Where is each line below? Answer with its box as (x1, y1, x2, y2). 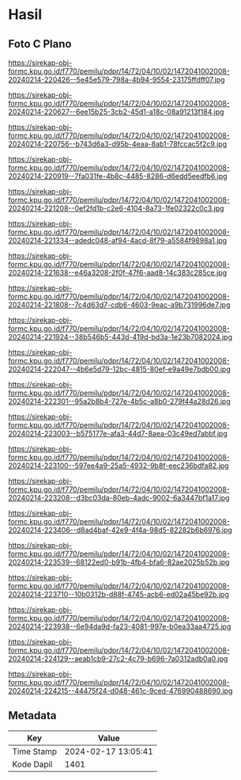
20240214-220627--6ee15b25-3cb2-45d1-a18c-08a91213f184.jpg (8, 107, 224, 116)
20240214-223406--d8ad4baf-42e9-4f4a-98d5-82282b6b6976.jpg (8, 525, 233, 535)
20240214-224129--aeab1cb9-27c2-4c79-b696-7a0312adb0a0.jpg (8, 654, 228, 663)
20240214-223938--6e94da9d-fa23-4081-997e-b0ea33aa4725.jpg (8, 622, 232, 631)
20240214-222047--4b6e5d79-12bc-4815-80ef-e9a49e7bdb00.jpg (8, 364, 231, 374)
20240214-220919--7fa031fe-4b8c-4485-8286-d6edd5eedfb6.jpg (8, 172, 228, 181)
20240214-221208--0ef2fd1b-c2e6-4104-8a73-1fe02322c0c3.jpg (8, 204, 224, 213)
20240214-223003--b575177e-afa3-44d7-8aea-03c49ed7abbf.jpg (8, 429, 228, 438)
